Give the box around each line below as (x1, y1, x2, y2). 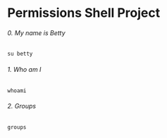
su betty (7, 51, 33, 58)
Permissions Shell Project (7, 5, 161, 21)
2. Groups (7, 102, 37, 111)
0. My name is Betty (7, 28, 66, 37)
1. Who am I (7, 65, 42, 73)
